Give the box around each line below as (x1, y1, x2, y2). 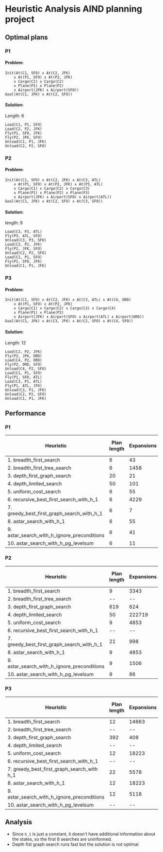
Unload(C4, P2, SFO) (5, 366, 47, 371)
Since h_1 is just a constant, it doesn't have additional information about (12, 831, 156, 837)
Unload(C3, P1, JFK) (5, 388, 47, 392)
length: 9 (5, 220, 23, 226)
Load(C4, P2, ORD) (5, 357, 42, 363)
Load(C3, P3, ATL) (5, 230, 42, 234)
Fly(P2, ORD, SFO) (5, 362, 42, 367)
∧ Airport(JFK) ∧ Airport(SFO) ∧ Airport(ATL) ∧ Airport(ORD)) (14, 315, 145, 319)
